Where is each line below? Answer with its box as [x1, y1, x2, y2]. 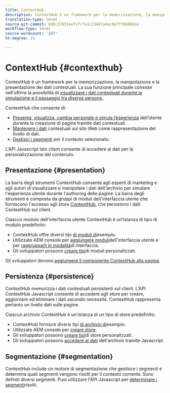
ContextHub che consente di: [5, 104, 67, 111]
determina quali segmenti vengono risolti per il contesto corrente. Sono [5, 371, 154, 377]
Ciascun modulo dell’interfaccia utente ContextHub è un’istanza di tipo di [5, 216, 157, 222]
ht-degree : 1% [5, 36, 35, 41]
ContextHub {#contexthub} [5, 62, 123, 74]
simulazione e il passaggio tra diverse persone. [5, 95, 104, 101]
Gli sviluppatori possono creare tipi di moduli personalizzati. [12, 247, 137, 254]
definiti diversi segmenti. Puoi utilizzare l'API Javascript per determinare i [5, 376, 158, 383]
